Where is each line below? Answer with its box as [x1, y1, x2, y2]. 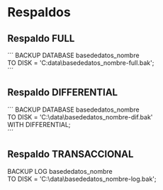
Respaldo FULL [7, 32, 75, 44]
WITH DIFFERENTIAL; [7, 120, 71, 129]
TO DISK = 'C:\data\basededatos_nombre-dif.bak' [7, 112, 153, 121]
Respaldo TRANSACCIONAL [7, 148, 134, 160]
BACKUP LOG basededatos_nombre [7, 167, 113, 175]
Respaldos [7, 4, 71, 20]
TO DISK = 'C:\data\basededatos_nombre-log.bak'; [7, 174, 157, 183]
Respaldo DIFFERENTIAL [7, 86, 118, 99]
